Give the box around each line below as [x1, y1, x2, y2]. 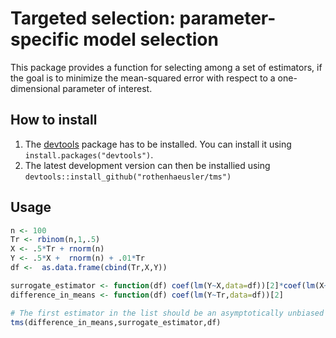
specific [10, 28, 80, 51]
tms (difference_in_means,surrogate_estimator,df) [10, 317, 222, 327]
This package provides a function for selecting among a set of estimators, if [10, 61, 323, 73]
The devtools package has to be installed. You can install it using [24, 138, 292, 150]
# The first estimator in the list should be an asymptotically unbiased [10, 308, 325, 318]
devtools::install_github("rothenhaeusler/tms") [24, 172, 232, 182]
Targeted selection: [10, 7, 176, 30]
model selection [83, 28, 219, 51]
